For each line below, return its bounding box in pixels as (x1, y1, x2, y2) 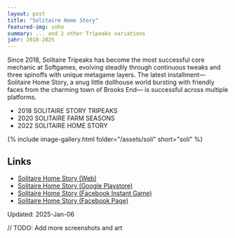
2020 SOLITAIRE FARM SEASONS (17, 114, 115, 123)
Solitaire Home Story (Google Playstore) (17, 181, 133, 190)
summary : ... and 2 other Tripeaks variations (7, 29, 146, 37)
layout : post (7, 10, 46, 18)
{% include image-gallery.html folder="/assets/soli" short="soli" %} (7, 135, 203, 144)
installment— (167, 71, 206, 79)
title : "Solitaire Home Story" (7, 17, 99, 24)
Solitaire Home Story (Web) (17, 173, 97, 183)
